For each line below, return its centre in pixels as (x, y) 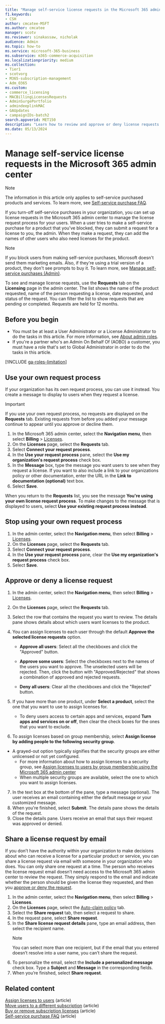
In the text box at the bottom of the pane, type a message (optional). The (86, 792)
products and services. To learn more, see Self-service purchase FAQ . (76, 203)
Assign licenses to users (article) (38, 1000)
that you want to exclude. (45, 726)
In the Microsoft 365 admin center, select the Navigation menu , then (82, 434)
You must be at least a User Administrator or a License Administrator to (84, 332)
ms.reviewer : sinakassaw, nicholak (41, 38)
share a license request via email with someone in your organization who (79, 861)
